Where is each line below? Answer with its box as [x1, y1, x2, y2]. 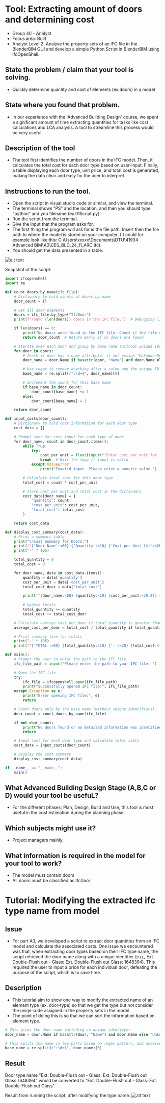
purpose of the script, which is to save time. [12, 970, 102, 975]
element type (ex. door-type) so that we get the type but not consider [12, 1002, 153, 1008]
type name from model [5, 905, 100, 917]
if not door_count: [14, 720, 54, 725]
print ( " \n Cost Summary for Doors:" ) [14, 539, 89, 544]
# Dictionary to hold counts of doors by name [14, 294, 111, 299]
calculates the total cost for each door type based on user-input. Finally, [12, 162, 159, 168]
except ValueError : [31, 462, 71, 467]
